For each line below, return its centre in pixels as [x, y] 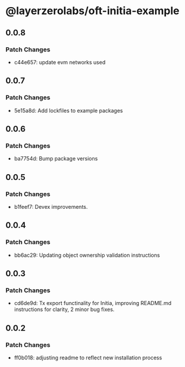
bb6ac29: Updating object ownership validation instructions [87, 255]
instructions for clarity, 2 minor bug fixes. [64, 309]
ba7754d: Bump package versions [56, 159]
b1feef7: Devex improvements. [51, 207]
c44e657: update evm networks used [60, 62]
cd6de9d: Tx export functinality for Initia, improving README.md [93, 303]
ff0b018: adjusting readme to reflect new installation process [88, 358]
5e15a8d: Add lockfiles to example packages [69, 110]
